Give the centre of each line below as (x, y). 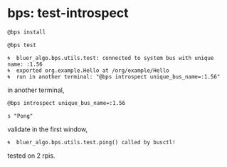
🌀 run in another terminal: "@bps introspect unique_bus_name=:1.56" (114, 76)
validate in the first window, (48, 129)
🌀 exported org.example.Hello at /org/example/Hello (88, 70)
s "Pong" (20, 116)
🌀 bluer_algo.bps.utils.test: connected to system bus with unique (111, 58)
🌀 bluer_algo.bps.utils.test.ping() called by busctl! (91, 142)
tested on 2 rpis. (31, 156)
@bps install (27, 32)
